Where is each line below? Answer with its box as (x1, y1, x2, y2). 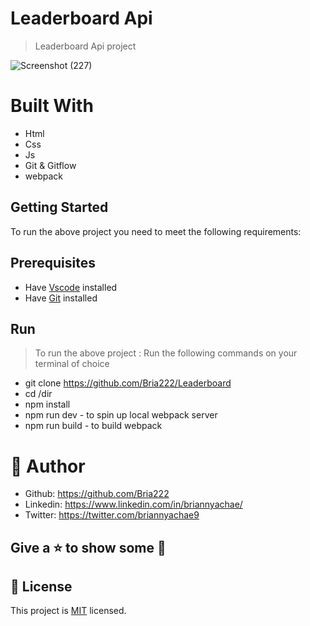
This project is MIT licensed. (10, 605, 127, 617)
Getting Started (10, 199, 109, 216)
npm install (24, 398, 71, 411)
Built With (10, 95, 94, 117)
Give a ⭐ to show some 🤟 (10, 539, 167, 556)
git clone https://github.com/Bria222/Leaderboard (24, 377, 232, 389)
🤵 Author (10, 455, 86, 477)
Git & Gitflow (24, 159, 77, 171)
